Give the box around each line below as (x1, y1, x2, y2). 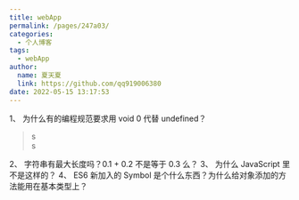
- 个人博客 (17, 37, 53, 47)
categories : (9, 29, 54, 38)
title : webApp (9, 12, 62, 22)
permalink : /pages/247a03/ (9, 21, 110, 30)
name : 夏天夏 (17, 71, 62, 80)
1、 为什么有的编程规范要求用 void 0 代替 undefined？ (9, 113, 207, 124)
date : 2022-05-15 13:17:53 (9, 87, 110, 96)
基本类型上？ (39, 180, 87, 191)
